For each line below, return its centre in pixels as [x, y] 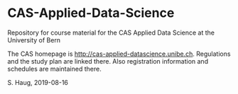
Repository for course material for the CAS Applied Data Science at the [111, 33]
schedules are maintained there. [54, 69]
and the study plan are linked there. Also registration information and [108, 61]
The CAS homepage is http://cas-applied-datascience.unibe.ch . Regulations [119, 54]
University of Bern [34, 40]
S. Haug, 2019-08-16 [38, 82]
